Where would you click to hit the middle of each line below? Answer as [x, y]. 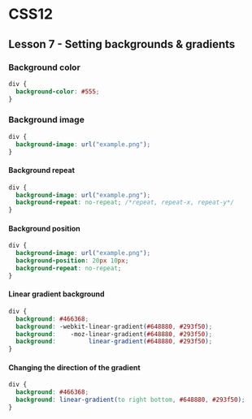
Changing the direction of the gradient [74, 367]
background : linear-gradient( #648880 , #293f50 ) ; [114, 342]
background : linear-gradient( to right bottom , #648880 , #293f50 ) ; [130, 400]
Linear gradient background [56, 294]
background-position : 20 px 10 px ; [72, 261]
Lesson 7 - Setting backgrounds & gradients [122, 44]
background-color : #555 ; [58, 91]
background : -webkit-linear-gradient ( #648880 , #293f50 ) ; [114, 326]
